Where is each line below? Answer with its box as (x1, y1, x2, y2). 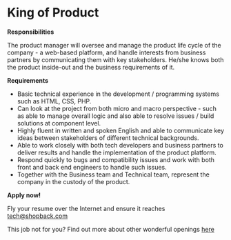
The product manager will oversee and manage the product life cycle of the (7, 41, 222, 49)
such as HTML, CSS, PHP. (17, 97, 92, 105)
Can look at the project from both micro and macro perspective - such (17, 104, 217, 112)
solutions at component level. (17, 119, 101, 127)
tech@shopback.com (7, 212, 68, 220)
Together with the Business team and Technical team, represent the (17, 170, 210, 179)
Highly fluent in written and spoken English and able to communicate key (17, 126, 225, 134)
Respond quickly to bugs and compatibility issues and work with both (17, 155, 215, 163)
